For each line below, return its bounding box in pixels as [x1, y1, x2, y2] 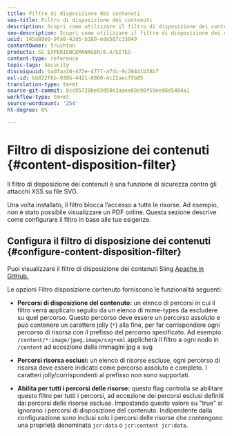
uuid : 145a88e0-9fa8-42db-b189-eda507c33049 [7, 36, 137, 43]
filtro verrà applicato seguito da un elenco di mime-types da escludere [17, 305, 218, 314]
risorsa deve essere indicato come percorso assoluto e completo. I [17, 363, 207, 372]
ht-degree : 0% [7, 106, 48, 113]
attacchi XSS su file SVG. [7, 187, 79, 196]
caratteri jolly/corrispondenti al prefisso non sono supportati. [17, 370, 190, 379]
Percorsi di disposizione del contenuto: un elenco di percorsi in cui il [17, 298, 215, 307]
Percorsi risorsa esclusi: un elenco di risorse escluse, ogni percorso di [17, 356, 220, 364]
